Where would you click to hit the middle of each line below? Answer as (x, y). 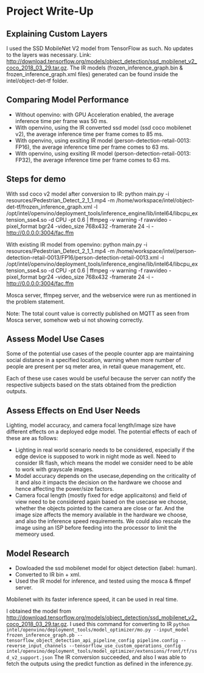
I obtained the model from (39, 611)
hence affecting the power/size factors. (65, 489)
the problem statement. (36, 301)
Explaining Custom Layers (57, 34)
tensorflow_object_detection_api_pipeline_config (71, 641)
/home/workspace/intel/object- (155, 200)
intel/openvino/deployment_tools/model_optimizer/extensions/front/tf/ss (102, 651)
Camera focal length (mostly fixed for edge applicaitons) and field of (101, 496)
